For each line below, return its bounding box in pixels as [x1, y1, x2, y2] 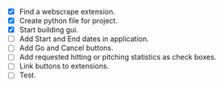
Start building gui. [19, 25, 78, 35]
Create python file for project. [19, 16, 118, 26]
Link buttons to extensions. [19, 61, 110, 71]
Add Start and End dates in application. [19, 34, 150, 43]
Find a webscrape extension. [19, 7, 116, 16]
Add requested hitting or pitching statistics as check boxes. [19, 52, 217, 62]
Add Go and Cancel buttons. [19, 43, 114, 53]
